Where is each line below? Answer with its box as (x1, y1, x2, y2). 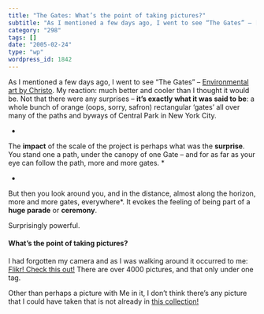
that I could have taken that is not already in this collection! (8, 297, 199, 306)
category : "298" (8, 26, 61, 34)
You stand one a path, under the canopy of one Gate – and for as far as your (8, 149, 255, 159)
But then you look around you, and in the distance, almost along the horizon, (8, 189, 256, 198)
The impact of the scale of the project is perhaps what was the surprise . (8, 141, 245, 151)
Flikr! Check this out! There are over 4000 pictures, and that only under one (8, 265, 254, 275)
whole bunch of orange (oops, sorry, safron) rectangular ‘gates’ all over (8, 102, 240, 111)
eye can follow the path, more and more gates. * (8, 158, 165, 167)
